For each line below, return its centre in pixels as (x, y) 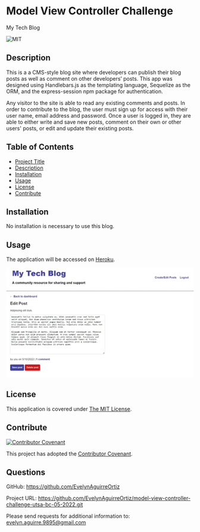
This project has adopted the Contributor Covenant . (69, 453)
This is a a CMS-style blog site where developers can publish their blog (94, 72)
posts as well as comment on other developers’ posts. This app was (89, 78)
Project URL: (21, 498)
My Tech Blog (23, 27)
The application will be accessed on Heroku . (61, 259)
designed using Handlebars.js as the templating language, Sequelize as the (98, 85)
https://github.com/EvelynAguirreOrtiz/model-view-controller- (114, 498)
